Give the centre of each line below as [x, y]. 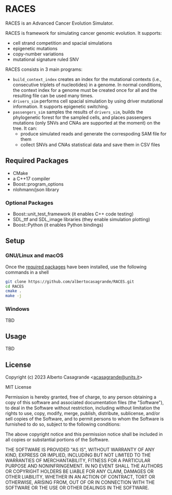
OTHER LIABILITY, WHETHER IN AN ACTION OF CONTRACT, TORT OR [80, 477]
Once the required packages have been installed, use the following [76, 267]
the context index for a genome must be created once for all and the [85, 90]
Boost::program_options [38, 184]
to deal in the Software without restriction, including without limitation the [83, 408]
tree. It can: [25, 128]
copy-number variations [38, 54]
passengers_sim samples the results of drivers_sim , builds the [78, 112]
